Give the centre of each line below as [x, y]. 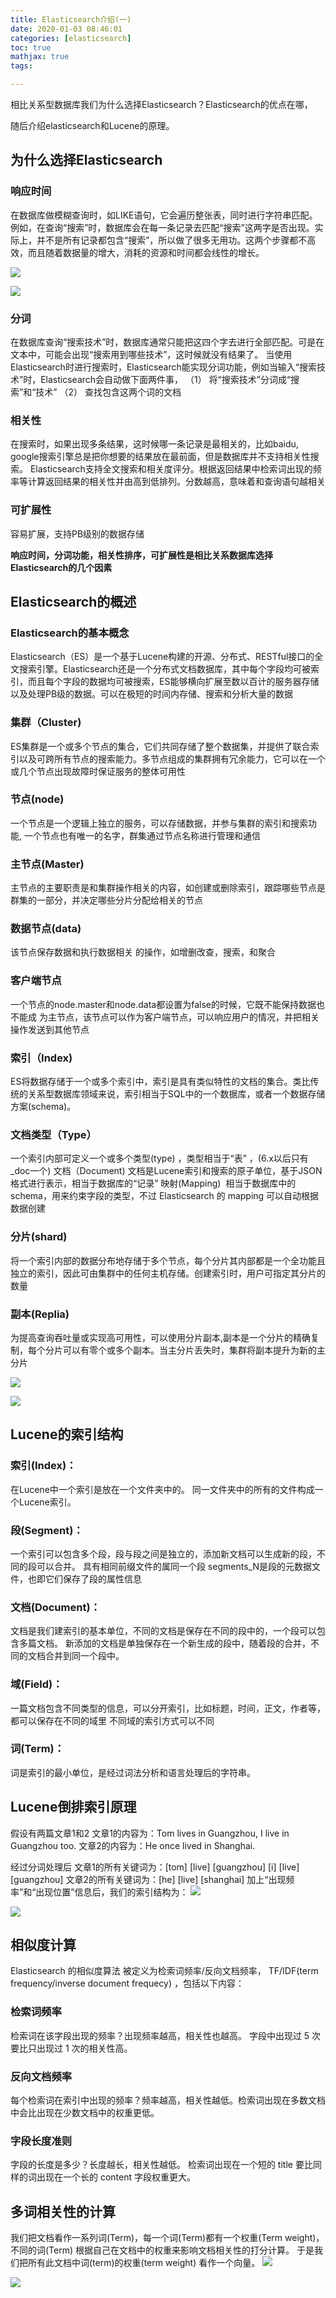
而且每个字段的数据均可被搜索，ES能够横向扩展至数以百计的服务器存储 [173, 682]
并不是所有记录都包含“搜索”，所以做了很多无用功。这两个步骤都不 [172, 240]
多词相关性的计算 [63, 2211]
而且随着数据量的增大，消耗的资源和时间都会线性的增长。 [146, 252]
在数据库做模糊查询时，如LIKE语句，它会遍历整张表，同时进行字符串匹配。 [164, 215]
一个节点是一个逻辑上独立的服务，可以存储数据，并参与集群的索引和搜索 [159, 823]
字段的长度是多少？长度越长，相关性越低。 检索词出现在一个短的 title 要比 [161, 2165]
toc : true [31, 47]
